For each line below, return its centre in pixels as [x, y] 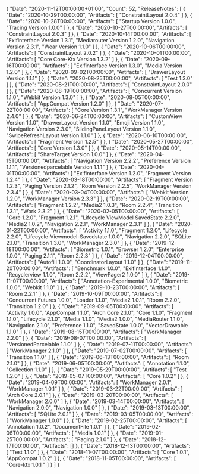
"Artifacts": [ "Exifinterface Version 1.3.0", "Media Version [113, 66]
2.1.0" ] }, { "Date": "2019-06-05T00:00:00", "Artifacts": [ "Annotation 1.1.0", [98, 363]
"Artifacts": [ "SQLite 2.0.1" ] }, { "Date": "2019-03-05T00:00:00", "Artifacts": [100, 414]
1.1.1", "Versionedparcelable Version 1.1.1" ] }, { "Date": [71, 167]
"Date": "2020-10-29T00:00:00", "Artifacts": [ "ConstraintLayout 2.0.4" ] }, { [99, 15]
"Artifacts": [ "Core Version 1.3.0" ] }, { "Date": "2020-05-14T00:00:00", [94, 148]
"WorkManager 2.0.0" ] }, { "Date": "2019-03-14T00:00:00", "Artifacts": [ [95, 401]
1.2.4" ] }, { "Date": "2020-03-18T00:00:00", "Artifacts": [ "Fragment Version [99, 179]
